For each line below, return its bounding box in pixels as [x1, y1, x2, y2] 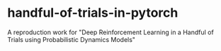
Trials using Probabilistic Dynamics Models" [7, 35, 136, 43]
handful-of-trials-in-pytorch [7, 5, 178, 21]
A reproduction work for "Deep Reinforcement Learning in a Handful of [7, 28, 214, 36]
